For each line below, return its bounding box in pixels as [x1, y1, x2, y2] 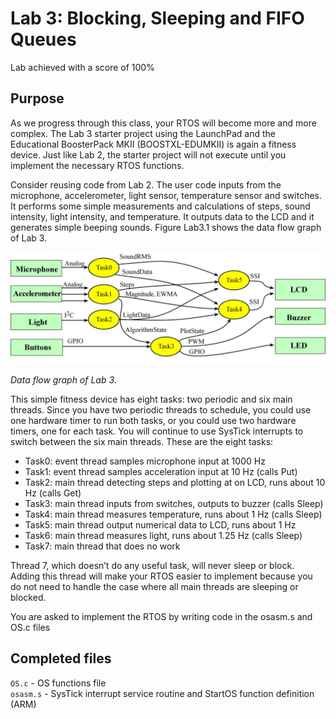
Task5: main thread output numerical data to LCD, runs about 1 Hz [24, 518, 297, 531]
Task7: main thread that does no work [24, 540, 181, 552]
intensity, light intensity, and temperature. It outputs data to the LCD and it [10, 210, 315, 222]
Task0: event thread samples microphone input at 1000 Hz [24, 455, 266, 467]
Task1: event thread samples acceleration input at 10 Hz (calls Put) [24, 465, 298, 477]
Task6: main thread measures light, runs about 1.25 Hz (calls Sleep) [24, 529, 303, 541]
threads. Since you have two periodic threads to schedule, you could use [10, 403, 312, 416]
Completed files [10, 650, 112, 667]
